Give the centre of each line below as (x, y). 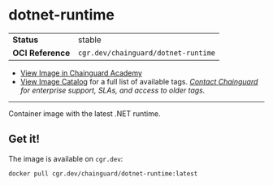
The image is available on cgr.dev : (66, 158)
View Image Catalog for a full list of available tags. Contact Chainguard (139, 81)
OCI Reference (41, 53)
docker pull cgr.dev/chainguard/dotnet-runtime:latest (103, 173)
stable (89, 40)
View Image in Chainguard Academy (81, 73)
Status (26, 40)
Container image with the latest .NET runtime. (84, 113)
